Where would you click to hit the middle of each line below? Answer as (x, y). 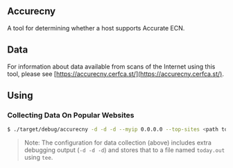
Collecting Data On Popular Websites (71, 115)
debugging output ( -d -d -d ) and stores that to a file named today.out (124, 150)
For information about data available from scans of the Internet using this (111, 66)
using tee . (38, 158)
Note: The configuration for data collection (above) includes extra (118, 143)
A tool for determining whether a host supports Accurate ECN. (96, 28)
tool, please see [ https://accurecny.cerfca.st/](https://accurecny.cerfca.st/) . (115, 74)
